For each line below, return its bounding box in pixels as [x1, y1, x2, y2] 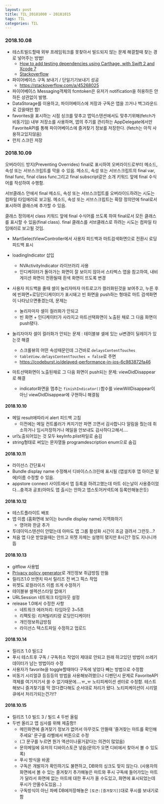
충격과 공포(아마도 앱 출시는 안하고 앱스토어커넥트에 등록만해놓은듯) [20, 487, 149, 493]
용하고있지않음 [12, 131, 40, 137]
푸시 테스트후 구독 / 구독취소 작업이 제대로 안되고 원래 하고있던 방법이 [12, 654, 144, 660]
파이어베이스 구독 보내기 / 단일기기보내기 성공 [12, 77, 99, 82]
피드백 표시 [12, 241, 34, 248]
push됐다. [19, 320, 39, 326]
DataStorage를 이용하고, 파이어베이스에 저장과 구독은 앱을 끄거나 [12, 100, 137, 106]
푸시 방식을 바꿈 [19, 757, 50, 763]
